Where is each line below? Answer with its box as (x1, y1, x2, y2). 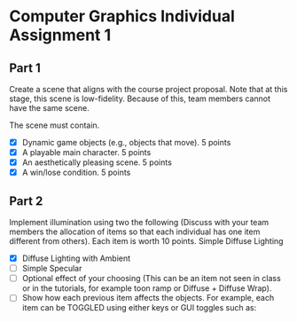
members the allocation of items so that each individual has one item (9, 226, 261, 237)
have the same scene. (9, 103, 90, 113)
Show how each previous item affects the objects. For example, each (21, 293, 275, 303)
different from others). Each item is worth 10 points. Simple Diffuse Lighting (9, 236, 284, 247)
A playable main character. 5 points (21, 147, 152, 158)
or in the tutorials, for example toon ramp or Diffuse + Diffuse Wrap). (21, 283, 272, 294)
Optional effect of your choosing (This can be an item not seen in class (21, 273, 281, 284)
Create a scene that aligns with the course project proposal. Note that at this (9, 84, 288, 94)
